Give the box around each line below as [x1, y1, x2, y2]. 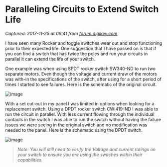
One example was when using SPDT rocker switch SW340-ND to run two [5, 66, 156, 72]
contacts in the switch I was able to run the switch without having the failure [5, 116, 161, 122]
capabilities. [17, 157, 43, 163]
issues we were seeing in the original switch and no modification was [5, 122, 148, 128]
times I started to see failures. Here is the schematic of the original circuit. [5, 81, 157, 87]
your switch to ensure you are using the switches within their [17, 152, 143, 158]
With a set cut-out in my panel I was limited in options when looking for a [5, 100, 155, 106]
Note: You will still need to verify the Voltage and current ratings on [17, 146, 156, 152]
